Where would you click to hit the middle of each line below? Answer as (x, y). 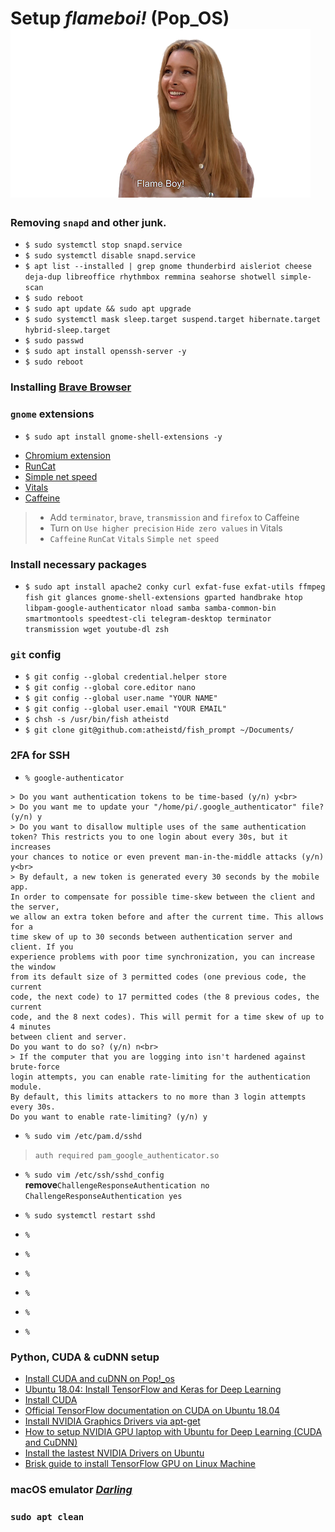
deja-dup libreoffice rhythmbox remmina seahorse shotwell (150, 277)
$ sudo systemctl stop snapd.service (103, 245)
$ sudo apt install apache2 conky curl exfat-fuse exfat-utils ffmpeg (175, 587)
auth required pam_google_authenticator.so (127, 1155)
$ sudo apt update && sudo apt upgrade (108, 309)
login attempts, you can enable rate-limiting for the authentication (160, 1077)
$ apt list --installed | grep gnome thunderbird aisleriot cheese (168, 267)
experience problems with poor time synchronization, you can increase (162, 957)
